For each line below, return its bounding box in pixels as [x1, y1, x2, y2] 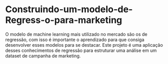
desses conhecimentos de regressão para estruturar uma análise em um [5, 47, 157, 53]
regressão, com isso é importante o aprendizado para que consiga [5, 37, 145, 43]
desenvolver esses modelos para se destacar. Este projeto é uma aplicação [5, 42, 163, 48]
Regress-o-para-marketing [5, 14, 123, 26]
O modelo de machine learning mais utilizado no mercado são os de [5, 31, 148, 37]
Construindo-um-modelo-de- [5, 4, 133, 15]
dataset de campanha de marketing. [5, 52, 81, 59]
